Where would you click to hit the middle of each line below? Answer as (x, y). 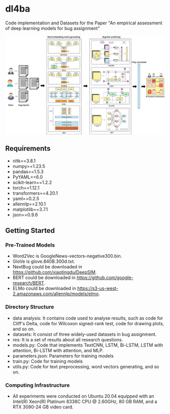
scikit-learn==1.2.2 (32, 182)
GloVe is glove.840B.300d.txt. (44, 261)
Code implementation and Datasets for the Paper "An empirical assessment (84, 23)
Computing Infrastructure (37, 385)
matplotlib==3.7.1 (30, 209)
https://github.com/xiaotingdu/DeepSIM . (55, 272)
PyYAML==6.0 (28, 177)
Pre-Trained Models (30, 245)
